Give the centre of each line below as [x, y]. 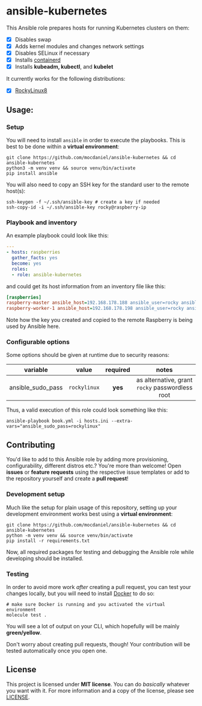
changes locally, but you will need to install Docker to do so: [81, 593]
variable [36, 370]
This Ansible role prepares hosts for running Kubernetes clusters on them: [98, 28]
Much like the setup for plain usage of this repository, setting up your [92, 507]
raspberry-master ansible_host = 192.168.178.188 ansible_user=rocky [93, 303]
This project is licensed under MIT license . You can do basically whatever [98, 684]
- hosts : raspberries [33, 252]
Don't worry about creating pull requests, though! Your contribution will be [98, 644]
